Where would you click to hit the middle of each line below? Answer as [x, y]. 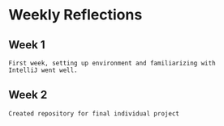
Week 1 [27, 45]
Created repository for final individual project [94, 113]
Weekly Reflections [75, 15]
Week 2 [28, 95]
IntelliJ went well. [43, 70]
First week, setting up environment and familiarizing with [112, 63]
